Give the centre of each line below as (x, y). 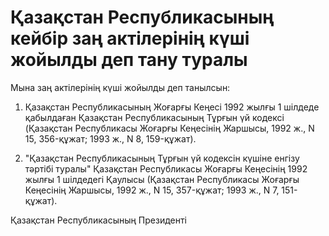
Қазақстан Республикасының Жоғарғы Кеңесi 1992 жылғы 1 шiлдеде (172, 107)
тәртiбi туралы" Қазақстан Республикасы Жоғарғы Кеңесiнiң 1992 (166, 168)
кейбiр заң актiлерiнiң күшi (130, 38)
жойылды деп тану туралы (129, 60)
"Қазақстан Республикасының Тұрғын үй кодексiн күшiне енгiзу (162, 158)
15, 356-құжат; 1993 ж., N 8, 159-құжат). (110, 138)
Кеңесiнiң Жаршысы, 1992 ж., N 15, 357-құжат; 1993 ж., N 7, (152, 190)
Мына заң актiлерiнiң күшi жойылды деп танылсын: (120, 87)
